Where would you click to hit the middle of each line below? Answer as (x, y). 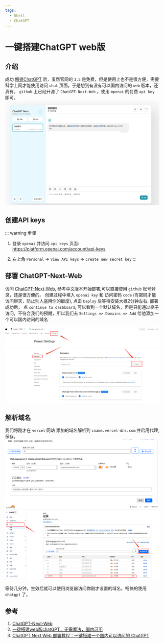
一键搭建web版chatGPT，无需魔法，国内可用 (57, 629)
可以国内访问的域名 (28, 319)
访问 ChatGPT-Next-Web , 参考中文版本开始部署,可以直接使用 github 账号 (78, 289)
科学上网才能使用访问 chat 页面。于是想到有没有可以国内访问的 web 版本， (80, 85)
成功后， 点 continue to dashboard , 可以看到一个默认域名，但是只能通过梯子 (82, 307)
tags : (11, 10)
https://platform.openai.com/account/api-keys (59, 249)
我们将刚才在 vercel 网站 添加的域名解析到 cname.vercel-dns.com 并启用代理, (82, 430)
